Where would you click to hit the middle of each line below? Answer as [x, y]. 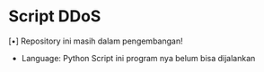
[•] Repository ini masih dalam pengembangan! [96, 41]
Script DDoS [55, 16]
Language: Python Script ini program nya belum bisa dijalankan [138, 58]
